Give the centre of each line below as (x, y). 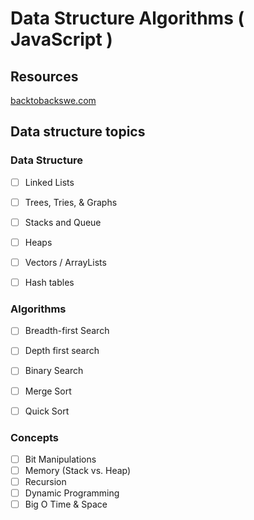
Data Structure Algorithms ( (127, 18)
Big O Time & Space (66, 504)
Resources (44, 76)
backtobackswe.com (53, 100)
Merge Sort (48, 391)
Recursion (45, 482)
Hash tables (49, 282)
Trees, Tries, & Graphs (71, 202)
